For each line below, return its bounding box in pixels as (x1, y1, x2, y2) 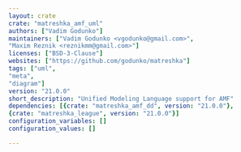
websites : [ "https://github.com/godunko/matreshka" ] (8, 57, 191, 65)
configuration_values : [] (8, 125, 96, 133)
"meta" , (8, 72, 35, 80)
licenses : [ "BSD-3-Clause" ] (8, 49, 104, 57)
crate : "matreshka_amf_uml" (8, 19, 104, 27)
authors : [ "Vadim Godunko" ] (8, 27, 104, 35)
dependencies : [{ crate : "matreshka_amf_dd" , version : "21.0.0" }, (8, 102, 234, 110)
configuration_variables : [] (8, 117, 107, 125)
